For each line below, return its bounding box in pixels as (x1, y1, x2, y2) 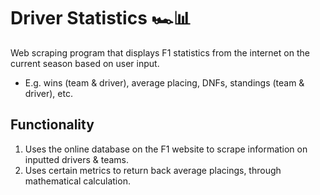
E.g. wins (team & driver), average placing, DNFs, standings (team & (24, 76, 305, 89)
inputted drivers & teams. (24, 153, 129, 165)
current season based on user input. (10, 57, 160, 69)
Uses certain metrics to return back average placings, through (24, 164, 282, 176)
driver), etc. (24, 87, 73, 99)
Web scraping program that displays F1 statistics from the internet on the (10, 46, 310, 59)
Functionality (10, 116, 95, 134)
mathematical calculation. (24, 175, 131, 187)
